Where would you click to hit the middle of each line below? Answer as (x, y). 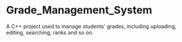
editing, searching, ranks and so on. (50, 32)
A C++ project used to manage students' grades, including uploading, (91, 26)
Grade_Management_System (79, 10)
